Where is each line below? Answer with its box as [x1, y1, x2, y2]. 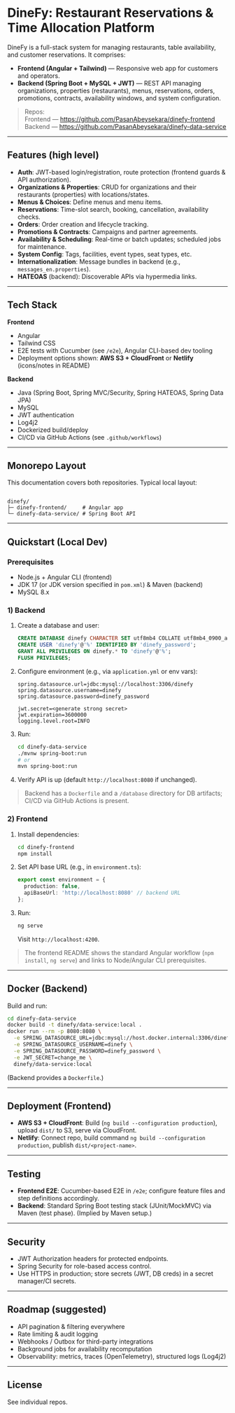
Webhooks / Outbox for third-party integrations [17, 1337, 154, 1346]
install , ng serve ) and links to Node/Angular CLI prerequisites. [24, 956, 207, 964]
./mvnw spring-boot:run [17, 750, 87, 757]
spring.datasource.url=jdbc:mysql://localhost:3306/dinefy [17, 680, 194, 688]
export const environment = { [17, 877, 106, 884]
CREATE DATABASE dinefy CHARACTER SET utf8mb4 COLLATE [17, 635, 181, 642]
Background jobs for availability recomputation [17, 1344, 152, 1353]
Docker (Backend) [7, 983, 88, 995]
